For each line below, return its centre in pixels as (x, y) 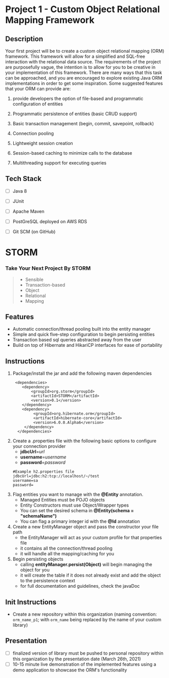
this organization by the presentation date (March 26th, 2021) (77, 659)
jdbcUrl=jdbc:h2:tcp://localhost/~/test (56, 476)
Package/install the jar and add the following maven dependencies (82, 373)
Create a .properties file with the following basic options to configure (84, 441)
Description (24, 39)
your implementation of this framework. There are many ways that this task (84, 73)
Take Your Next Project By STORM (48, 268)
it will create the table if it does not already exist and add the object (90, 575)
